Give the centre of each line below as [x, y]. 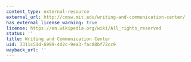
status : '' [20, 34]
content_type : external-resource [48, 12]
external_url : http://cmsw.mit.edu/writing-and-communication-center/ [96, 17]
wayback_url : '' [26, 50]
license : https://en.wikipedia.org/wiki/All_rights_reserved [84, 28]
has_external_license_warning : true [52, 22]
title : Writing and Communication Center [58, 39]
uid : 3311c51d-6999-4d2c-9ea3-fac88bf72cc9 [61, 45]
